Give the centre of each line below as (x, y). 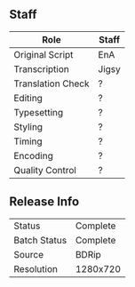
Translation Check (52, 84)
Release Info (44, 202)
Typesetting (39, 112)
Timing (28, 141)
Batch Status (40, 240)
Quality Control (45, 170)
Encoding (33, 155)
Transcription (41, 68)
